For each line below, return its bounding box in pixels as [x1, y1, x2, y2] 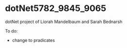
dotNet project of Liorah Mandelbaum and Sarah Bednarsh [5, 19, 123, 24]
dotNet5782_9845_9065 [5, 3, 107, 14]
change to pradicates [12, 37, 55, 43]
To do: [5, 28, 18, 34]
